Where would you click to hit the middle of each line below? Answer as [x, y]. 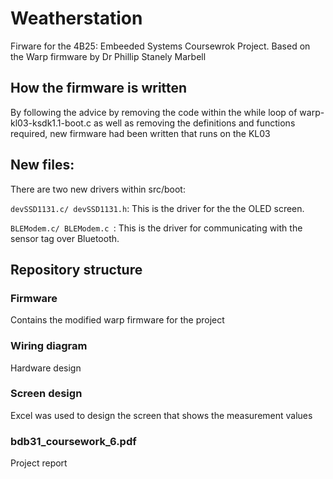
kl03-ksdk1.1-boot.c [51, 123]
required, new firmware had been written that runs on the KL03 [140, 133]
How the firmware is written [99, 88]
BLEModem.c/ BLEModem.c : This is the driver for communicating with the [156, 228]
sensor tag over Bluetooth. [65, 238]
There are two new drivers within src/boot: [98, 189]
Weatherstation [76, 18]
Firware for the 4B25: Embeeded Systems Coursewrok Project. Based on [160, 46]
